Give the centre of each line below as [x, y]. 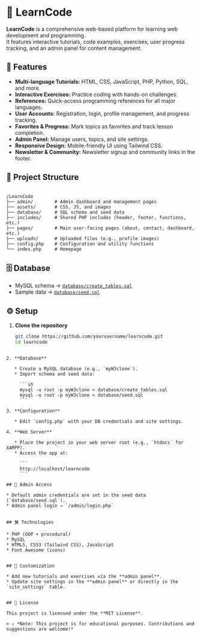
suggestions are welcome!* [40, 629]
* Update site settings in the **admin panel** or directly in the [92, 581]
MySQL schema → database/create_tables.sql [73, 286]
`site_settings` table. [36, 587]
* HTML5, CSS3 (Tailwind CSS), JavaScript [60, 545]
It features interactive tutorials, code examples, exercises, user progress [95, 42]
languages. [29, 107]
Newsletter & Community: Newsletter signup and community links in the [105, 152]
